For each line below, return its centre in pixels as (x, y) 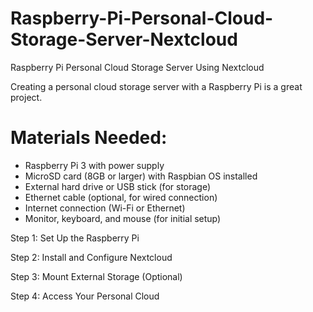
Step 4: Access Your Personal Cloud (85, 296)
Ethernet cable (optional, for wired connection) (121, 197)
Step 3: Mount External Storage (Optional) (96, 276)
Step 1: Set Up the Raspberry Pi (75, 238)
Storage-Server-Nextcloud (124, 39)
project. (26, 97)
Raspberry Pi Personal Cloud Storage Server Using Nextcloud (137, 67)
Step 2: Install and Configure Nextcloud (91, 257)
